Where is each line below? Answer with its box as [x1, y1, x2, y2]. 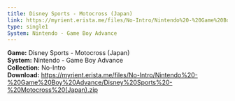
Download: [7, 71, 40, 79]
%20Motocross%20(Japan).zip [7, 86, 98, 94]
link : [7, 17, 23, 24]
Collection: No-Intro [7, 63, 66, 72]
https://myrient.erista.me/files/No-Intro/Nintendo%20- [41, 71, 198, 79]
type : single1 [7, 23, 49, 30]
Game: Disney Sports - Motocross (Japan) [7, 49, 130, 57]
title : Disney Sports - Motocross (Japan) [7, 10, 133, 17]
